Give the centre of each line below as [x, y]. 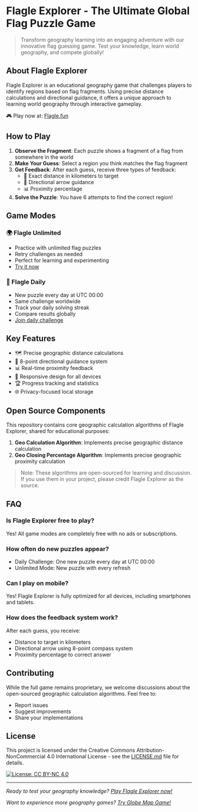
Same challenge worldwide [47, 301]
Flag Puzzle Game [51, 23]
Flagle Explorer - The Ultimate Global [98, 11]
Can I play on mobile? [37, 584]
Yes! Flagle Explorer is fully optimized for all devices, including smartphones [98, 596]
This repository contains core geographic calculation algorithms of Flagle [95, 425]
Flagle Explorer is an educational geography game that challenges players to [99, 85]
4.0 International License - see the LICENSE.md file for [113, 757]
